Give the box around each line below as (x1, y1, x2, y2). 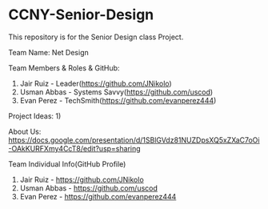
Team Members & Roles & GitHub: (8, 62, 120, 73)
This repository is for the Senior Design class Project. (8, 32, 184, 42)
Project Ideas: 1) (8, 111, 62, 121)
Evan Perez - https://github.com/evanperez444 (19, 191, 177, 201)
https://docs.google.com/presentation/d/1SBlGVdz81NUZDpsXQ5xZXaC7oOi (8, 135, 260, 145)
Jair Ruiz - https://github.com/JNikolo (19, 175, 144, 184)
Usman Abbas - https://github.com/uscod (19, 183, 158, 193)
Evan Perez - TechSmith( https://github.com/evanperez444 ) (19, 95, 217, 105)
